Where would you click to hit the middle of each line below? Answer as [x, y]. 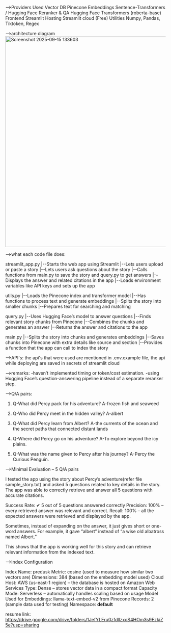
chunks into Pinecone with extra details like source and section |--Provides [84, 342]
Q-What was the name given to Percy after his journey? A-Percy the [84, 454]
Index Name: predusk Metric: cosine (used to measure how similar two [79, 572]
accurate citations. [25, 495]
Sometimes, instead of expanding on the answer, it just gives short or [78, 526]
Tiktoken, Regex [22, 23]
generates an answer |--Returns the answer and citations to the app [77, 327]
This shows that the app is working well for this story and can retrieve [78, 547]
